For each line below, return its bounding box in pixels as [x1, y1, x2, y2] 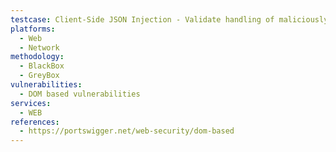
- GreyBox [19, 71, 60, 81]
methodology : [10, 52, 65, 62]
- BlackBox [19, 61, 65, 71]
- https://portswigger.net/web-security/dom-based [19, 126, 235, 136]
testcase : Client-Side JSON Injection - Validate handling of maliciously [10, 14, 329, 25]
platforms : [10, 24, 56, 34]
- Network [19, 42, 60, 53]
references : [10, 117, 60, 127]
